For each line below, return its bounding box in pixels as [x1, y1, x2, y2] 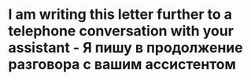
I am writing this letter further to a [8, 5, 233, 24]
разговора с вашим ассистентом [8, 56, 236, 74]
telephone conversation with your [8, 22, 234, 40]
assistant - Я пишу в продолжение [8, 39, 243, 56]
